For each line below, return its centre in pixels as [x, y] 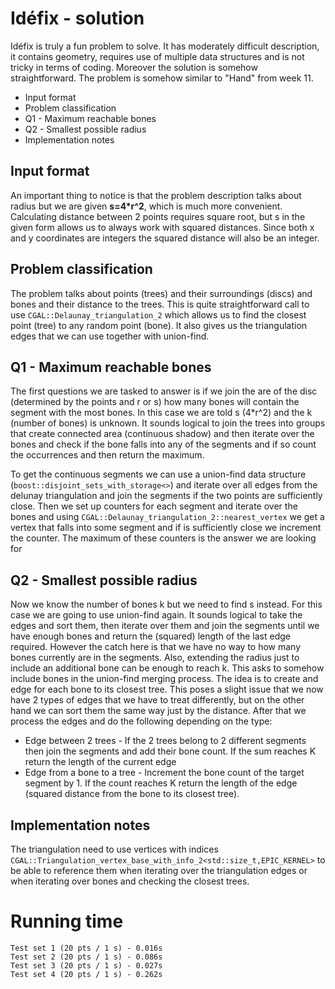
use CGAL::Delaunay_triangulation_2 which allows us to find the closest [158, 314]
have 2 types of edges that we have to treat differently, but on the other [157, 700]
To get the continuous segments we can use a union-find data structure [158, 474]
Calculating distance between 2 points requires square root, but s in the [158, 216]
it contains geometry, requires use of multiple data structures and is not [157, 56]
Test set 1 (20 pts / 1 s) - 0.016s [86, 948]
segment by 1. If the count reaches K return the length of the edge [161, 783]
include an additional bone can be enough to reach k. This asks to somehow [167, 668]
